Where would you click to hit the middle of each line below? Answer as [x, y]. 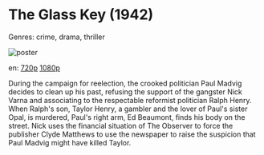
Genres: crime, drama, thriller [57, 37]
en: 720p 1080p [34, 68]
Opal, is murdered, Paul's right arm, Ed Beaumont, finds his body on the [127, 117]
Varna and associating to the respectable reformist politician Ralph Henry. [130, 100]
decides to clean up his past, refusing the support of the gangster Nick [126, 91]
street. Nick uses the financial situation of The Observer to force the [121, 125]
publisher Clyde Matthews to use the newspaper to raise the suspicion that [132, 134]
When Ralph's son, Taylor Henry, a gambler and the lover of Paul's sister [128, 109]
